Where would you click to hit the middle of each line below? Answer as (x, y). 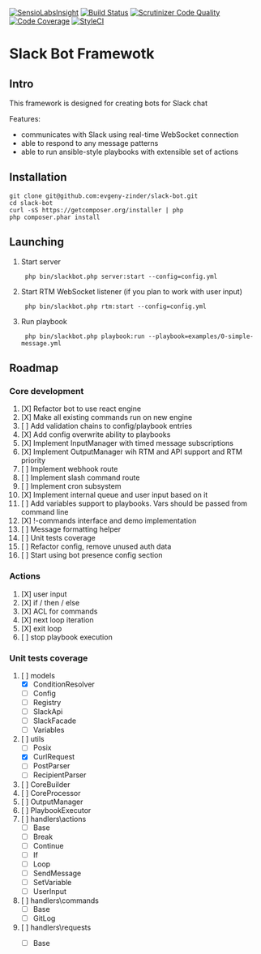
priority (33, 460)
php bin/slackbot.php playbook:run (85, 336)
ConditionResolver (64, 684)
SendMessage (57, 873)
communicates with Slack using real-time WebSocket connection (130, 135)
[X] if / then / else (50, 602)
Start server (41, 261)
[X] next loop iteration (57, 619)
